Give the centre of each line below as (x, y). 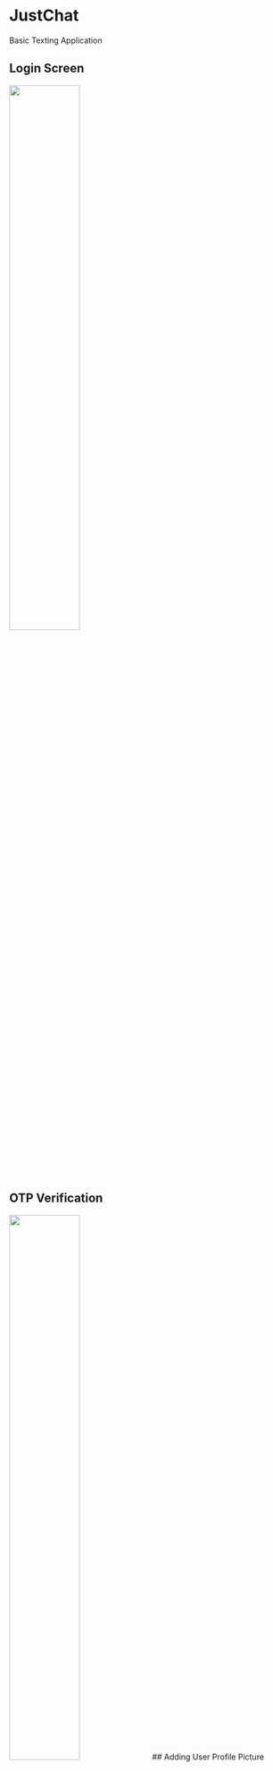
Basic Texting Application (56, 40)
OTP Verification (56, 1198)
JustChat (44, 16)
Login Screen (47, 68)
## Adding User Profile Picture (208, 1757)
